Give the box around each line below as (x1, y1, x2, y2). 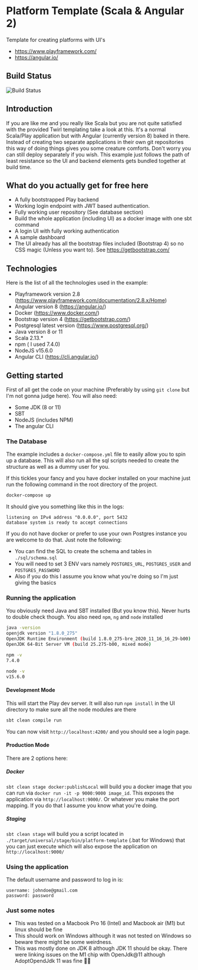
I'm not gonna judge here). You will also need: (6, 393, 117, 399)
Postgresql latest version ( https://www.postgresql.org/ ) (14, 322, 149, 329)
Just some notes (6, 906, 55, 915)
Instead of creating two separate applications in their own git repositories (6, 138, 184, 145)
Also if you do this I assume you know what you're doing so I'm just (14, 573, 179, 580)
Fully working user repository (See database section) (14, 208, 144, 216)
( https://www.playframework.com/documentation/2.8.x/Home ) (14, 297, 167, 304)
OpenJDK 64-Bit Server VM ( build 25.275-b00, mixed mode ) (6, 642, 151, 648)
